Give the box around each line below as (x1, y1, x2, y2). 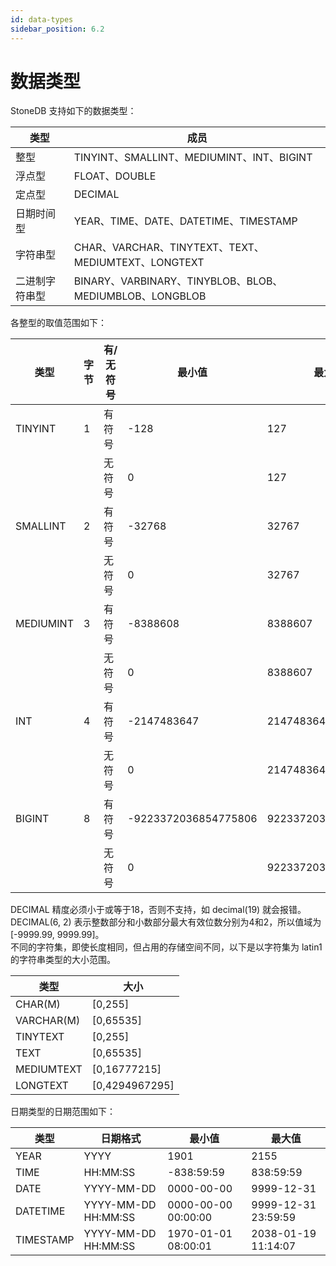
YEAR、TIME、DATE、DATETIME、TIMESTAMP (73, 214, 298, 228)
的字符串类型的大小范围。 (10, 954, 116, 966)
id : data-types (10, 14, 74, 25)
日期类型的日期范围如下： (10, 1106, 116, 1118)
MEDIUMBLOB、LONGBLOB (73, 289, 207, 303)
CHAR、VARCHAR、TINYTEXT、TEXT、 (73, 241, 265, 255)
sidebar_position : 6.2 (10, 24, 105, 34)
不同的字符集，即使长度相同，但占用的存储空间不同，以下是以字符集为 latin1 (10, 941, 323, 953)
